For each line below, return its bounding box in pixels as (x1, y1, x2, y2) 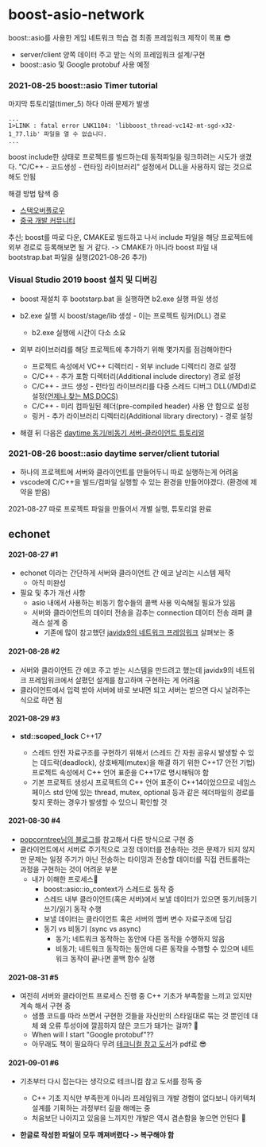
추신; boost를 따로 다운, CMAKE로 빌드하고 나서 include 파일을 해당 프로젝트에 (8, 233, 253, 242)
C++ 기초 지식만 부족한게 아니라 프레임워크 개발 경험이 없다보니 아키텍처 (31, 1094, 256, 1103)
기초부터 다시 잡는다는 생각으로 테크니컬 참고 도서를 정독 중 (19, 1076, 202, 1086)
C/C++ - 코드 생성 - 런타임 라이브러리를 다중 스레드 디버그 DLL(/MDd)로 (31, 381, 256, 391)
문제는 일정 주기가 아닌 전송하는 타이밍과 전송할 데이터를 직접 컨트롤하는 (28, 855, 252, 864)
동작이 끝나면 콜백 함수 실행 (70, 954, 156, 964)
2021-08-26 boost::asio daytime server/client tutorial (8, 448, 220, 459)
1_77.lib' (8, 130, 41, 138)
